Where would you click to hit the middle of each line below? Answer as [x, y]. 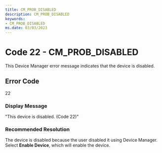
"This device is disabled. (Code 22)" [42, 117]
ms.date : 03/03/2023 [26, 28]
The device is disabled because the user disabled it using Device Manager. [81, 140]
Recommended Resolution [38, 129]
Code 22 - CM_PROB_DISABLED [72, 52]
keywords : [15, 19]
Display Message [26, 106]
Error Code [22, 81]
